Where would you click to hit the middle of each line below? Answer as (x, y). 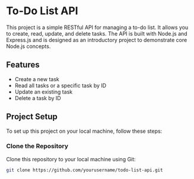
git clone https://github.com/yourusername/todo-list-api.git (85, 170)
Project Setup (32, 117)
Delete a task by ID (38, 98)
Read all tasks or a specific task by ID (61, 85)
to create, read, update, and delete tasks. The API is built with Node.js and (97, 33)
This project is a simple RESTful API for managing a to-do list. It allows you (97, 27)
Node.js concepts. (28, 46)
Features (23, 65)
